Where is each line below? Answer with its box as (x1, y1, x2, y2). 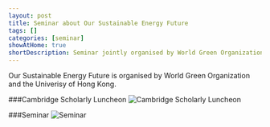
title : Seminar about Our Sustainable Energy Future (8, 19, 189, 27)
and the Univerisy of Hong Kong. (8, 79, 117, 89)
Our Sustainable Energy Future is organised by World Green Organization (8, 71, 251, 80)
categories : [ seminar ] (8, 34, 84, 42)
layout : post (8, 11, 52, 20)
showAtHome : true (8, 42, 67, 50)
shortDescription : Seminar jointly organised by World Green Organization (8, 49, 264, 57)
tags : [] (8, 26, 38, 34)
